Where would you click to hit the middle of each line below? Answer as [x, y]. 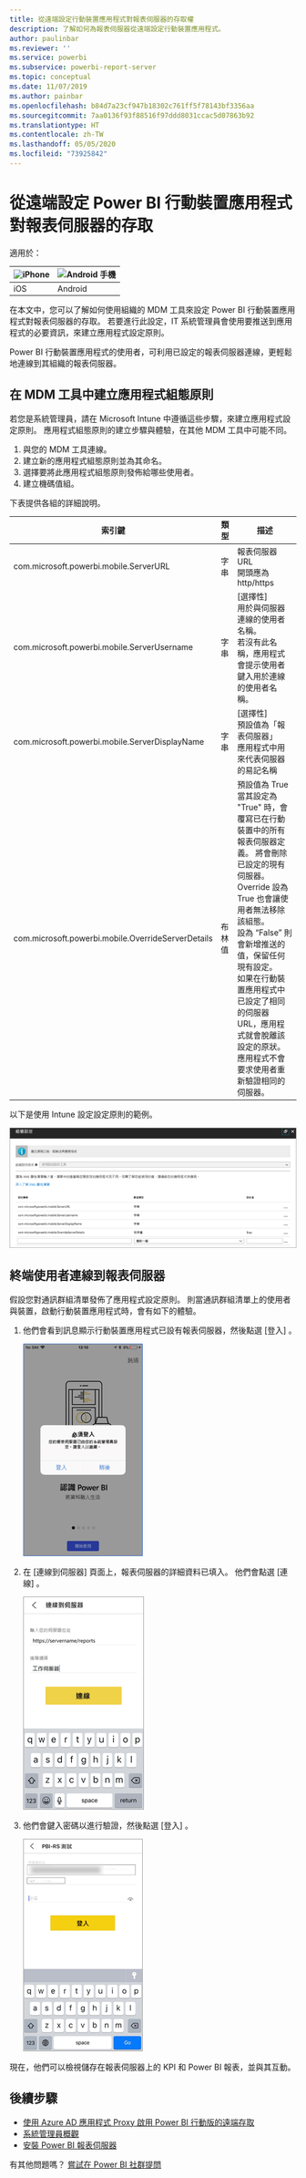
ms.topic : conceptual [51, 77]
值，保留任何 [260, 955]
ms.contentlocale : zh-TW [56, 135]
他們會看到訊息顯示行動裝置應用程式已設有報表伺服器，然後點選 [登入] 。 [159, 1330]
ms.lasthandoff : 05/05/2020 [63, 145]
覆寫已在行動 [260, 819]
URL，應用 [257, 1024]
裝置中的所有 [260, 831]
